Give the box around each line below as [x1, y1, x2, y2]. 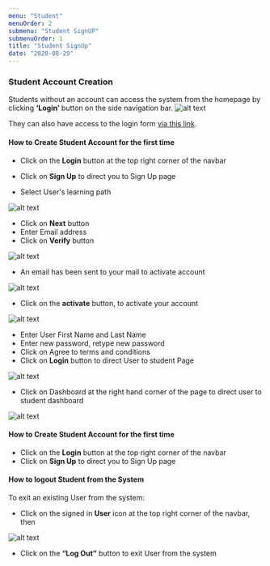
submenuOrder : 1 [8, 34, 63, 43]
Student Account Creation [8, 76, 113, 87]
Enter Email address [19, 227, 87, 236]
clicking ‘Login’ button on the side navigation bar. [8, 103, 174, 113]
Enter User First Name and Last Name [19, 330, 147, 339]
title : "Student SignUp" [8, 42, 92, 50]
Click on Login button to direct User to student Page [19, 355, 195, 365]
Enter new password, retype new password [19, 338, 166, 348]
